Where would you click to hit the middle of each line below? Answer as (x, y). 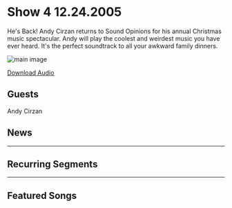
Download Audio (31, 73)
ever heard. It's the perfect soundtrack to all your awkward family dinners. (113, 46)
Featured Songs (42, 195)
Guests (23, 94)
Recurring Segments (52, 164)
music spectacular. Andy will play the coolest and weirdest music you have (114, 38)
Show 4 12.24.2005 (65, 12)
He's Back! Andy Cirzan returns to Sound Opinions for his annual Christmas (115, 31)
